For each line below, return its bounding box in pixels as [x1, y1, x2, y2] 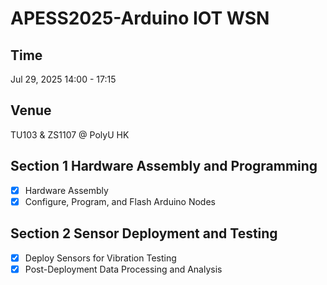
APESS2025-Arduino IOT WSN [10, 7, 270, 30]
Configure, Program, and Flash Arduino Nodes [24, 195, 216, 207]
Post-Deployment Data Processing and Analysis [24, 263, 223, 275]
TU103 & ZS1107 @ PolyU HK [10, 128, 130, 141]
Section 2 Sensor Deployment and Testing [10, 225, 278, 242]
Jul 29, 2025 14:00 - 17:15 [10, 73, 117, 85]
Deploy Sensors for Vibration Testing [24, 252, 177, 264]
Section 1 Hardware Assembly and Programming [10, 158, 318, 175]
